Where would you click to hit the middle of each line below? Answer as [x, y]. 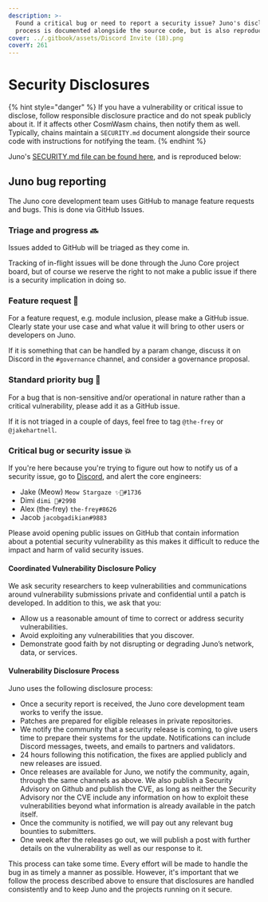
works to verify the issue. [61, 712]
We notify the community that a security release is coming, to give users [139, 729]
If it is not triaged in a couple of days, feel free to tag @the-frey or [116, 421]
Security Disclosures [79, 85]
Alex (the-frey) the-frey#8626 [68, 509]
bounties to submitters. [58, 832]
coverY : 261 [28, 46]
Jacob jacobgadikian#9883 [63, 517]
